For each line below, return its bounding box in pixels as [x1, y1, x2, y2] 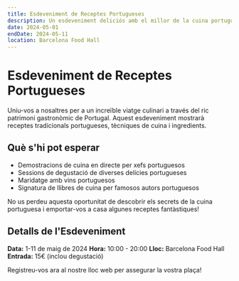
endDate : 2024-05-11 [7, 30, 69, 38]
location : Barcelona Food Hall [7, 37, 100, 44]
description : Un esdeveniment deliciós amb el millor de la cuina [7, 17, 208, 24]
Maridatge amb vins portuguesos [17, 176, 115, 184]
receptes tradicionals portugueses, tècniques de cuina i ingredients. [7, 122, 207, 130]
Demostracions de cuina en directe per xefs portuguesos [17, 161, 185, 169]
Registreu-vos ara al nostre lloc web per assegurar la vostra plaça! [7, 265, 202, 274]
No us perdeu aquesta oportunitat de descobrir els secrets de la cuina [7, 197, 213, 206]
